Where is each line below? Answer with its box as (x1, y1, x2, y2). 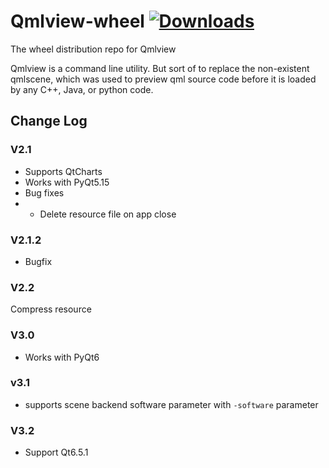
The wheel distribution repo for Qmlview (10, 43, 177, 55)
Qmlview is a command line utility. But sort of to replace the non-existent (10, 62, 310, 74)
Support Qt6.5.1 (24, 446, 89, 459)
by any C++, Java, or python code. (10, 83, 154, 95)
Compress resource (10, 303, 92, 315)
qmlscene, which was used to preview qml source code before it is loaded (10, 73, 317, 85)
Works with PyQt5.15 (24, 176, 110, 188)
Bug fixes (24, 186, 65, 199)
